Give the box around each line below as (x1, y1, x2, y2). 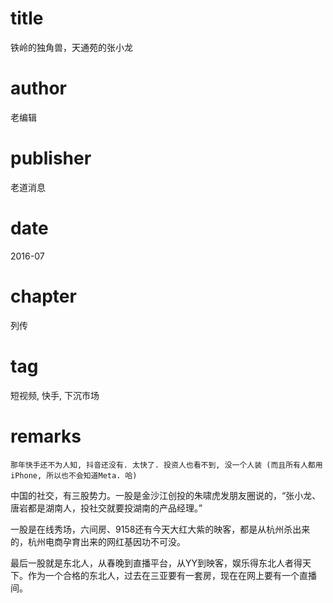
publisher (10, 147, 92, 170)
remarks (10, 425, 82, 447)
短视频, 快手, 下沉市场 (10, 389, 100, 401)
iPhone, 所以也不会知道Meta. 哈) (10, 470, 138, 481)
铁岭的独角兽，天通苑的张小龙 (10, 41, 133, 53)
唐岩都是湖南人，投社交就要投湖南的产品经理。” (10, 502, 203, 514)
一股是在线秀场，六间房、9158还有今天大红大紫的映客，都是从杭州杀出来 (10, 523, 311, 535)
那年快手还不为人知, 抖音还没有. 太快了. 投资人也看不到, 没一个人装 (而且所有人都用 (10, 460, 323, 470)
